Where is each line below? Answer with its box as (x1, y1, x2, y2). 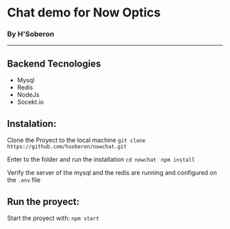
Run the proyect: (7, 195, 80, 207)
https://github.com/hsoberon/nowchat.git (7, 143, 127, 150)
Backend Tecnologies (7, 58, 101, 69)
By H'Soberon (7, 29, 55, 39)
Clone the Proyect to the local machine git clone (7, 136, 146, 145)
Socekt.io (16, 98, 44, 106)
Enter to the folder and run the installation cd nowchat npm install (7, 156, 195, 164)
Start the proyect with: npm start (7, 214, 99, 222)
